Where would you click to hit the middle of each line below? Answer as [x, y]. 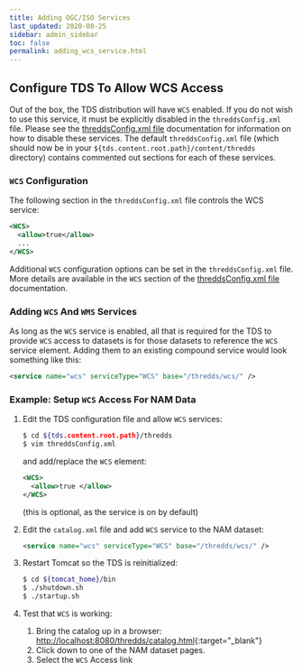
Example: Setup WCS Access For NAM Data [103, 400]
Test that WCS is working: [67, 613]
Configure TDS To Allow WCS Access [116, 88]
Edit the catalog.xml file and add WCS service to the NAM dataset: [143, 529]
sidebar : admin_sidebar [54, 34]
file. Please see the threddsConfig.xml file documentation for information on [150, 128]
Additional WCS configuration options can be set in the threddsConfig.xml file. [151, 269]
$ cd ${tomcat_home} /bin [69, 580]
